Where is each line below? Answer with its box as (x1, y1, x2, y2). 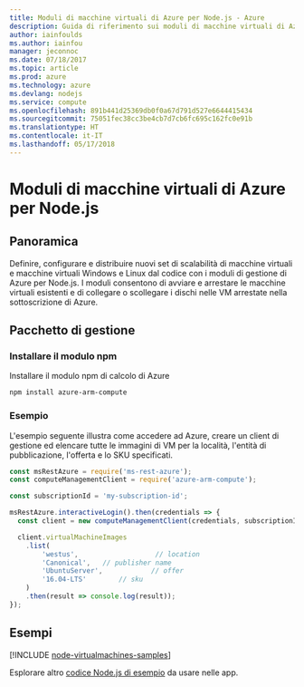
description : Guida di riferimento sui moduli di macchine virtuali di (9, 22, 285, 31)
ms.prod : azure (9, 73, 67, 82)
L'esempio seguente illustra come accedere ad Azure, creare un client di (9, 430, 280, 440)
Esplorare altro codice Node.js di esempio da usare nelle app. (9, 667, 239, 678)
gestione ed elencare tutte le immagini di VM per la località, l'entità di (9, 440, 267, 450)
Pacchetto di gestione (9, 323, 136, 338)
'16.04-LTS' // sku (42, 575, 144, 585)
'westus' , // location (42, 549, 201, 558)
